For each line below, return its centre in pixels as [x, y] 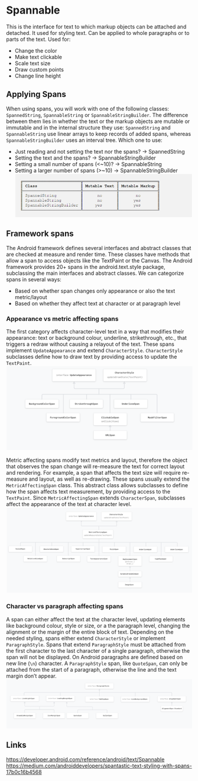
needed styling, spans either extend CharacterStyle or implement [86, 638]
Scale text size [33, 63]
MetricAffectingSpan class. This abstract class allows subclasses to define [97, 485]
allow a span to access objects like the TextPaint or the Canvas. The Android [99, 260]
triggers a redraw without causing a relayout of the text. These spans [90, 344]
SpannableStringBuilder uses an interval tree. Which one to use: [84, 140]
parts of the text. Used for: [38, 39]
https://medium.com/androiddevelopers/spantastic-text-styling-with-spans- [99, 766]
